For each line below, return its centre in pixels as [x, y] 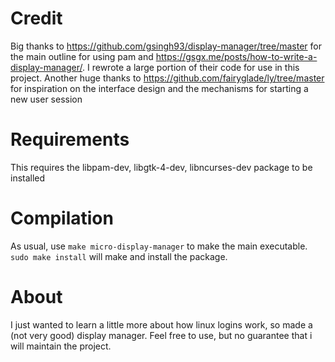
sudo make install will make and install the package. [119, 256]
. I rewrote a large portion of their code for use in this [191, 67]
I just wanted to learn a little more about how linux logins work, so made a [161, 324]
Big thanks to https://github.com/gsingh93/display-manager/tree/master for [166, 46]
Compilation [62, 218]
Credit [36, 18]
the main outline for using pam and [82, 56]
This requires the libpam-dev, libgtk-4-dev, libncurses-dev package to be [161, 167]
